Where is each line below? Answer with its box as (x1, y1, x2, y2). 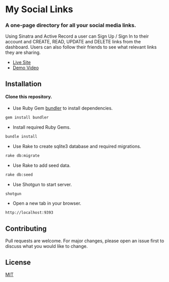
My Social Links (5, 4, 73, 15)
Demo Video (12, 65, 39, 71)
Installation (5, 79, 42, 88)
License (5, 258, 31, 267)
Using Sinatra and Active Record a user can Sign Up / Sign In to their (5, 33, 149, 39)
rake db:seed (5, 172, 33, 177)
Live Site (12, 60, 31, 66)
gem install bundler (5, 115, 49, 120)
